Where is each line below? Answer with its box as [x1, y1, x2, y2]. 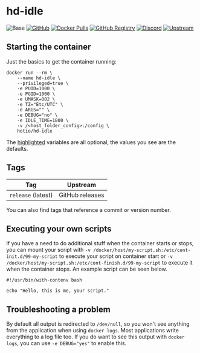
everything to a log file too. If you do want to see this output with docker [6, 333, 185, 340]
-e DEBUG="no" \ [17, 112, 59, 118]
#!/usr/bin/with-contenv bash [6, 277, 83, 283]
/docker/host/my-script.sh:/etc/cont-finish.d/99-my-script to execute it [6, 259, 193, 266]
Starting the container [6, 42, 91, 52]
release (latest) [9, 191, 53, 199]
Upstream [66, 180, 97, 189]
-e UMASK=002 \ [17, 96, 56, 102]
